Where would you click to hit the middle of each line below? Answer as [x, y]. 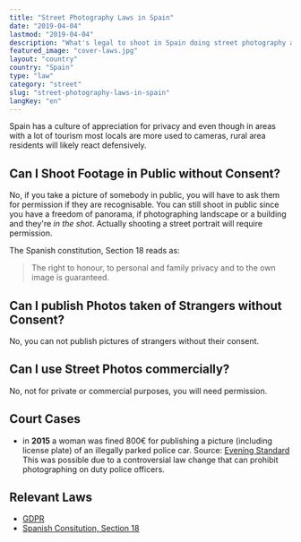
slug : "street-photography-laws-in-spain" [90, 92]
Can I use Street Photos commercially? [120, 370]
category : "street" [46, 84]
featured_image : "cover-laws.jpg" [74, 51]
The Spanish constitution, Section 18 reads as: [95, 251]
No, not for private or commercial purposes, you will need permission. [138, 391]
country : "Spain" [42, 68]
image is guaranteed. [70, 278]
